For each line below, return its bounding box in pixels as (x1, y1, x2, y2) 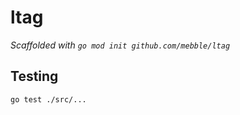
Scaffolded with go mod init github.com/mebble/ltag (10, 39, 231, 51)
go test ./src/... (10, 94, 87, 105)
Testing (10, 68, 59, 85)
